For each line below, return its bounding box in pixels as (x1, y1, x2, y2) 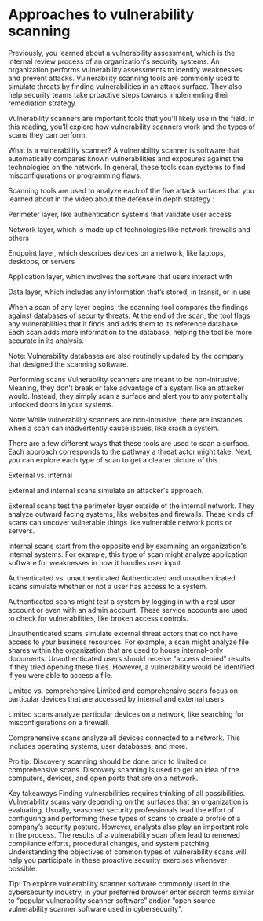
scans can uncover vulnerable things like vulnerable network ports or (8, 518, 232, 527)
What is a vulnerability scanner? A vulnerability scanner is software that (8, 146, 240, 155)
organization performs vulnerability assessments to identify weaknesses (8, 64, 243, 74)
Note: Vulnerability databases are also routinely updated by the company (8, 351, 245, 360)
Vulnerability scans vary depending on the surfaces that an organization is (8, 797, 249, 806)
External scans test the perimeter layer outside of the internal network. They (8, 501, 255, 510)
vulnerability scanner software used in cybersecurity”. (8, 904, 183, 913)
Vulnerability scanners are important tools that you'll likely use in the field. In (8, 113, 255, 123)
